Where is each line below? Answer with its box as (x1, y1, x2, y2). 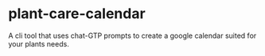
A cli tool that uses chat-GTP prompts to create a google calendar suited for (8, 31, 257, 40)
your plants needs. (8, 39, 69, 48)
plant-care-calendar (8, 5, 146, 23)
